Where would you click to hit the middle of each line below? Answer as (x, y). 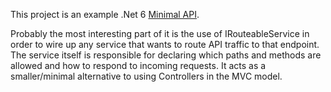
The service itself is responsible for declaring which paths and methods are (166, 55)
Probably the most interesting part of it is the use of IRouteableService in (160, 33)
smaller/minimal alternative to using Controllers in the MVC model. (146, 76)
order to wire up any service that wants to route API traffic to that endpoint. (165, 44)
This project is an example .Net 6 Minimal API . (105, 14)
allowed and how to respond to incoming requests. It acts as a (138, 65)
